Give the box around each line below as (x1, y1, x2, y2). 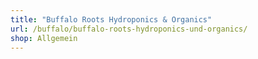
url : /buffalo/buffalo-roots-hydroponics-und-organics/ (10, 24, 248, 34)
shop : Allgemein (10, 33, 78, 43)
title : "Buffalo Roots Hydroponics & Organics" (10, 14, 213, 25)
